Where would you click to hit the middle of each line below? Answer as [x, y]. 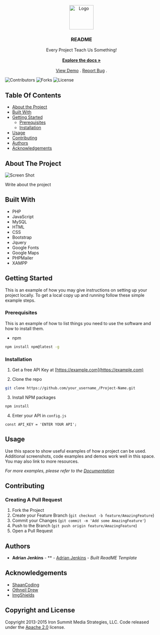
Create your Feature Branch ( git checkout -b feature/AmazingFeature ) [83, 515]
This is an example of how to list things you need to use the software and [78, 323]
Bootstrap [22, 237]
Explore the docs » [81, 60]
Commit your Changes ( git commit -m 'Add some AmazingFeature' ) [79, 521]
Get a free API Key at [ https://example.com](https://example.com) [78, 370]
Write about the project [28, 184]
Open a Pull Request [32, 531]
